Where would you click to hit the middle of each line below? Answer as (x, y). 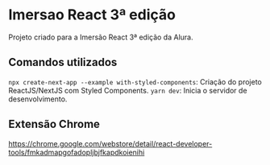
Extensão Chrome (54, 124)
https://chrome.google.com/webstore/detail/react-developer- (110, 143)
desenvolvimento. (38, 99)
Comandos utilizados (63, 62)
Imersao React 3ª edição (92, 15)
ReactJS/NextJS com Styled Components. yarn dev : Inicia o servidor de (128, 90)
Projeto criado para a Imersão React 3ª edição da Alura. (101, 37)
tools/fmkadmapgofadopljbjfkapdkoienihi (77, 152)
